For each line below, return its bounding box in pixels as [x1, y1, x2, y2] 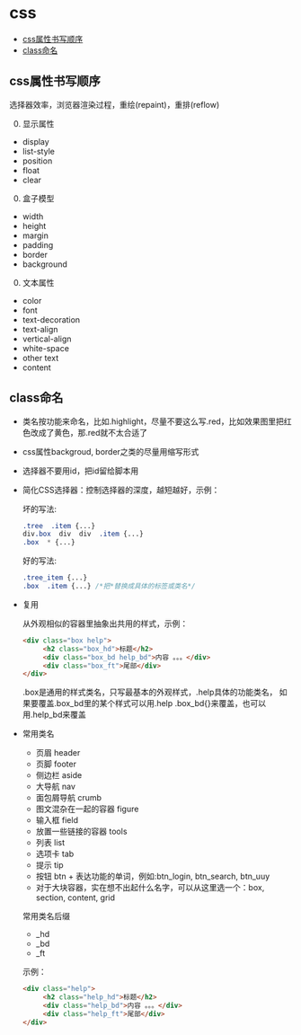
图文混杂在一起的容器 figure [35, 803, 139, 815]
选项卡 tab [35, 848, 75, 860]
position [22, 155, 53, 166]
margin [22, 230, 49, 241]
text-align [22, 323, 58, 334]
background [22, 259, 67, 270]
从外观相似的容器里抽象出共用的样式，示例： [22, 618, 189, 629]
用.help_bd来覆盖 [22, 709, 87, 721]
